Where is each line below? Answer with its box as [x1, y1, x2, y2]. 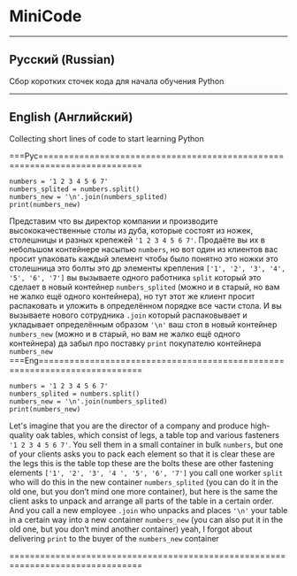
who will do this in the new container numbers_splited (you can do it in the [9, 476, 278, 488]
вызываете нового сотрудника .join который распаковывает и [9, 310, 247, 320]
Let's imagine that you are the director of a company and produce [9, 420, 249, 431]
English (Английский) [9, 110, 133, 125]
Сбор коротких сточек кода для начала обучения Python [9, 75, 225, 86]
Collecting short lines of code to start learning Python [9, 133, 205, 143]
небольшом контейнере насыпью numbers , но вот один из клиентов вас [9, 243, 278, 254]
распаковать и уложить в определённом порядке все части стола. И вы [9, 300, 282, 311]
